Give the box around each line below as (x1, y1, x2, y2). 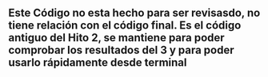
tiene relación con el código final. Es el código (8, 19, 242, 33)
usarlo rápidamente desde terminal (8, 56, 187, 70)
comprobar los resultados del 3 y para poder (8, 44, 234, 57)
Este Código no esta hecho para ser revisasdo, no (8, 6, 261, 20)
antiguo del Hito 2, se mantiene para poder (8, 31, 226, 44)
